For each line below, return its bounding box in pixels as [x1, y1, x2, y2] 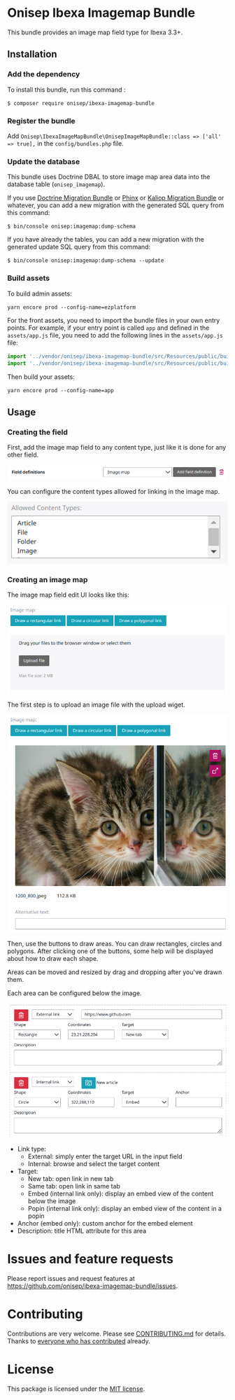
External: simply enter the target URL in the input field [27, 1152, 183, 1160]
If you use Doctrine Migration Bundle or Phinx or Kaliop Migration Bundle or [7, 194, 225, 202]
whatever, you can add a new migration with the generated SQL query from [7, 201, 225, 209]
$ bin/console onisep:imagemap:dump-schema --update [7, 257, 164, 264]
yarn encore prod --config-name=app [7, 387, 114, 394]
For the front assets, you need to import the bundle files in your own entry [7, 316, 220, 324]
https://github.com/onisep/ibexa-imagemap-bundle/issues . [7, 1282, 178, 1290]
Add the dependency [7, 69, 80, 79]
